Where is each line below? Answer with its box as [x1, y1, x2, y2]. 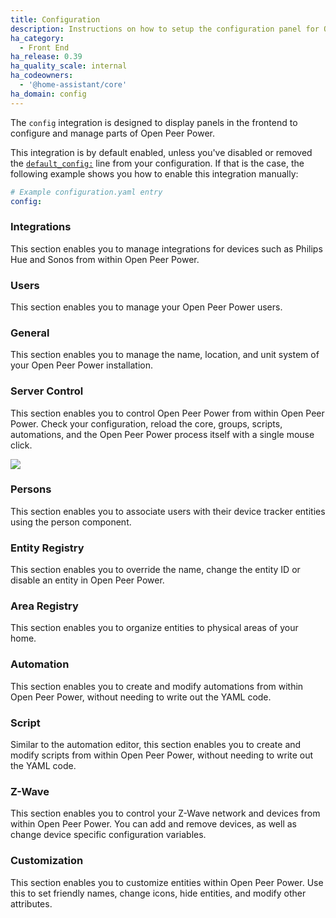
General [10, 326, 50, 340]
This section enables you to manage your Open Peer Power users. [10, 301, 283, 313]
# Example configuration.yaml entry [10, 187, 163, 197]
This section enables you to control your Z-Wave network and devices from [10, 807, 321, 820]
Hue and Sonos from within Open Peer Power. [10, 253, 200, 265]
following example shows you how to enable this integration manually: [10, 167, 299, 180]
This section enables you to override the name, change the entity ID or [10, 564, 301, 576]
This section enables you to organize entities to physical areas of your [10, 622, 299, 634]
